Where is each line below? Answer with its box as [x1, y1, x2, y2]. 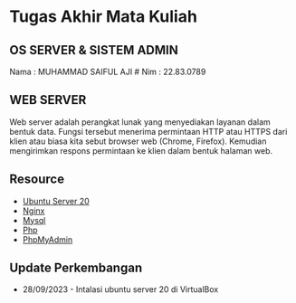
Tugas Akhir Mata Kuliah [9, 6, 197, 27]
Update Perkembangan [9, 260, 143, 276]
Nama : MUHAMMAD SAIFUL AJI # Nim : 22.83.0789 [9, 66, 206, 77]
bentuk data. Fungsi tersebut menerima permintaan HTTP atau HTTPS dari [9, 126, 288, 137]
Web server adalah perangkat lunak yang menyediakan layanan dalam [9, 116, 272, 128]
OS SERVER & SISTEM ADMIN [9, 43, 178, 58]
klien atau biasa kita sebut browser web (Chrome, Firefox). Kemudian [9, 136, 267, 147]
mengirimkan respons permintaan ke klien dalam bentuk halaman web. [9, 145, 273, 156]
